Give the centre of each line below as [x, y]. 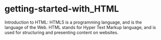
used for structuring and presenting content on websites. [62, 32]
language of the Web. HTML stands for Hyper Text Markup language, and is [80, 27]
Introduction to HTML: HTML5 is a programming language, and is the [73, 22]
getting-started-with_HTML [62, 9]
